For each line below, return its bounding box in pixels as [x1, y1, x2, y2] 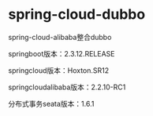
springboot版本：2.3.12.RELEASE [8, 49, 115, 58]
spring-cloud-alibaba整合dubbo [8, 32, 112, 42]
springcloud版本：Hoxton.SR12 [8, 65, 110, 75]
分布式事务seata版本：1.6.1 [8, 99, 95, 108]
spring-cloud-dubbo [8, 5, 146, 24]
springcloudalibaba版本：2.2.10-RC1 [8, 82, 126, 92]
